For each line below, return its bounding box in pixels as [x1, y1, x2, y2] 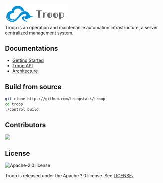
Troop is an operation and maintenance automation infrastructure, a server [5, 24, 158, 30]
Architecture [12, 68, 38, 74]
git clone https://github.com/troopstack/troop [5, 96, 106, 102]
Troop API [12, 63, 33, 69]
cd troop [5, 102, 23, 107]
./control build [5, 107, 39, 112]
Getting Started [12, 57, 44, 63]
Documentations [5, 44, 58, 53]
